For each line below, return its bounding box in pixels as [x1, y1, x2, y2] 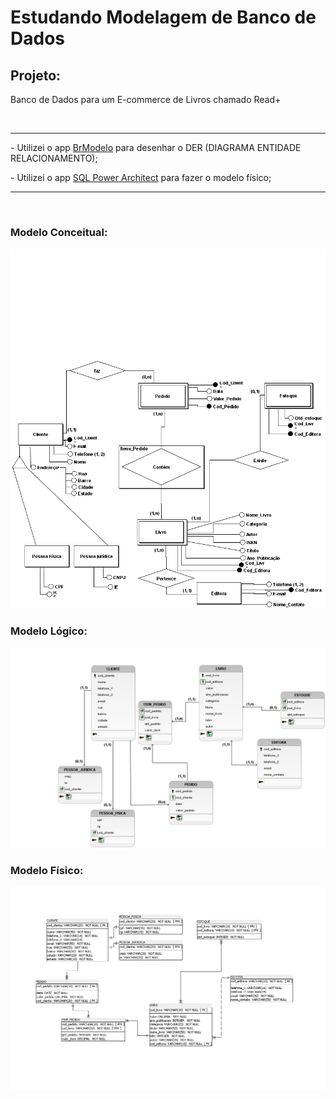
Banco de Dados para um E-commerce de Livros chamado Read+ [10, 94, 282, 105]
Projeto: [10, 67, 62, 84]
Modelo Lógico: [10, 624, 88, 638]
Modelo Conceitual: [10, 225, 108, 239]
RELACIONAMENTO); [10, 152, 98, 164]
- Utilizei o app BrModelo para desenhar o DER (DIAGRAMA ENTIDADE [10, 142, 302, 153]
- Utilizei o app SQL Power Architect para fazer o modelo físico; [10, 172, 272, 183]
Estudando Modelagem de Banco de [10, 6, 317, 29]
